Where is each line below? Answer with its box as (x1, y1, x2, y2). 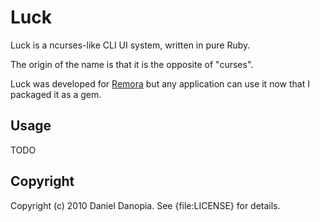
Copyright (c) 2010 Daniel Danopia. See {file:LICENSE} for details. (10, 199, 281, 211)
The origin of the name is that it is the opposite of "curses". (10, 58, 254, 70)
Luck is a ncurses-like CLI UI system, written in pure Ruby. (10, 39, 251, 51)
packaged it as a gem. (10, 88, 102, 100)
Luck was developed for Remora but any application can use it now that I (10, 77, 310, 90)
